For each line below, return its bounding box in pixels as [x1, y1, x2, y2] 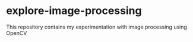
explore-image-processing [6, 4, 142, 17]
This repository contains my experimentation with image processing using [6, 23, 187, 30]
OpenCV [6, 29, 27, 36]
